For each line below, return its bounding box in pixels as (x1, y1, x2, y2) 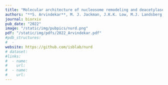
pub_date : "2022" (5, 21, 41, 26)
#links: (5, 53, 21, 59)
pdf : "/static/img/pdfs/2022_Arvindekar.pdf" (5, 30, 101, 35)
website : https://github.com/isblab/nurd (5, 44, 93, 49)
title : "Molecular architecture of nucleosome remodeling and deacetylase (5, 7, 164, 12)
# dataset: (5, 49, 28, 54)
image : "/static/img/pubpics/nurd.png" (5, 26, 88, 31)
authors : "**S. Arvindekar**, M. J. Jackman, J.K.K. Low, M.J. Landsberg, (5, 12, 164, 17)
